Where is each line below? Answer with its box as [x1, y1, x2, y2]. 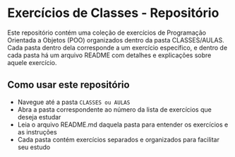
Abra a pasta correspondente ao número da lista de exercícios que [17, 105, 212, 114]
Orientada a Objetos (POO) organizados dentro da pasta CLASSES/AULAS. [7, 35, 224, 44]
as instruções [17, 127, 58, 136]
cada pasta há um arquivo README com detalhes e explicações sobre [7, 51, 212, 59]
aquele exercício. [7, 58, 57, 66]
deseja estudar [17, 112, 61, 121]
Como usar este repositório [7, 79, 130, 91]
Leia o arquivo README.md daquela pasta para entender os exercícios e [17, 120, 229, 129]
